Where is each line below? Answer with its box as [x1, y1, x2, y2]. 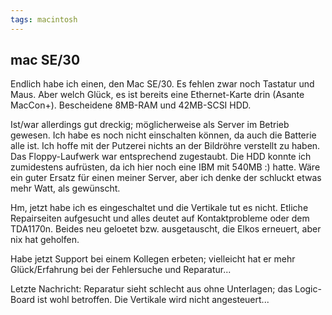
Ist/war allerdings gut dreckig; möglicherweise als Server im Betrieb [10, 119, 290, 131]
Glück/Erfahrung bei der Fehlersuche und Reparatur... [10, 264, 232, 276]
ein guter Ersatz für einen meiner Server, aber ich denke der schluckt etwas [10, 172, 322, 184]
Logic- [294, 283, 322, 295]
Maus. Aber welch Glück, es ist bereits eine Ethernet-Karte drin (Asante [10, 89, 305, 101]
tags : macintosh [10, 14, 78, 25]
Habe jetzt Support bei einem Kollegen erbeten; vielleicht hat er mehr [10, 253, 296, 265]
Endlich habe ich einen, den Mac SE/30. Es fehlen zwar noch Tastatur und [10, 78, 315, 90]
